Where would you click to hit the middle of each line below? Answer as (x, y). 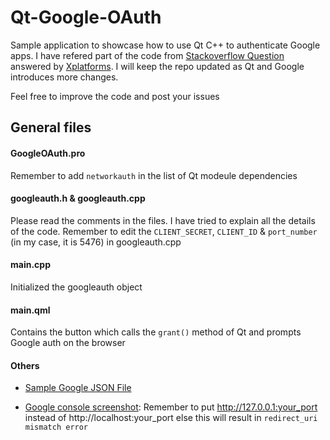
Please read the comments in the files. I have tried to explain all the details (163, 220)
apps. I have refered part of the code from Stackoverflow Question (147, 55)
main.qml (30, 310)
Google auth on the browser (68, 343)
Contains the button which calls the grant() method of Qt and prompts (156, 332)
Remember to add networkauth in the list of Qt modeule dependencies (154, 175)
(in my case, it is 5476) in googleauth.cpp (96, 242)
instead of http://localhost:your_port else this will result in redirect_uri (171, 418)
